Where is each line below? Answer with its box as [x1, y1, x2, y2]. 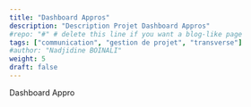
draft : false [9, 63, 58, 72]
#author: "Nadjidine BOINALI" [9, 46, 123, 55]
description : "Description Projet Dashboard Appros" [9, 21, 211, 30]
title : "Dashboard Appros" [9, 12, 110, 22]
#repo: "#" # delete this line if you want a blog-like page [9, 29, 243, 38]
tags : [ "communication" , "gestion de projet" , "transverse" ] [9, 37, 243, 47]
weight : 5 [9, 54, 47, 63]
